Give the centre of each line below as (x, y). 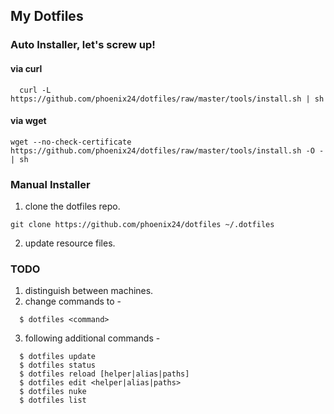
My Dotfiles (47, 16)
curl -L (35, 90)
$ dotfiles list (53, 400)
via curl (26, 68)
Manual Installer (50, 184)
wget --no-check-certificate (71, 142)
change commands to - (73, 301)
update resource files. (70, 243)
